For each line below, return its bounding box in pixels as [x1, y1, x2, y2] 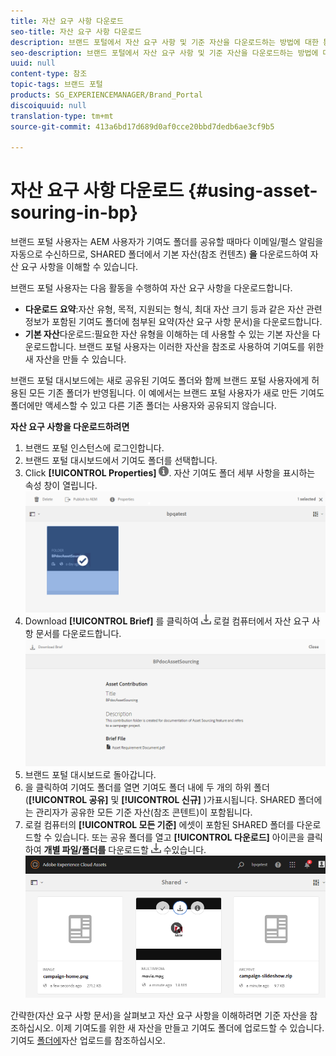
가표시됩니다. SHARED [206, 793, 296, 805]
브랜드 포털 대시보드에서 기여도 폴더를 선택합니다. [24, 455, 218, 467]
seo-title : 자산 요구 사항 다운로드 [10, 26, 142, 37]
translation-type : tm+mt [10, 111, 114, 121]
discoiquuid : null [10, 100, 87, 110]
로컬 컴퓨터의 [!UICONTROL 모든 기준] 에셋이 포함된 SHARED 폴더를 [24, 818, 295, 830]
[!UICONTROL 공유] [28, 793, 109, 805]
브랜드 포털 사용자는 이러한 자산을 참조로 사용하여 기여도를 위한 [78, 341, 325, 353]
